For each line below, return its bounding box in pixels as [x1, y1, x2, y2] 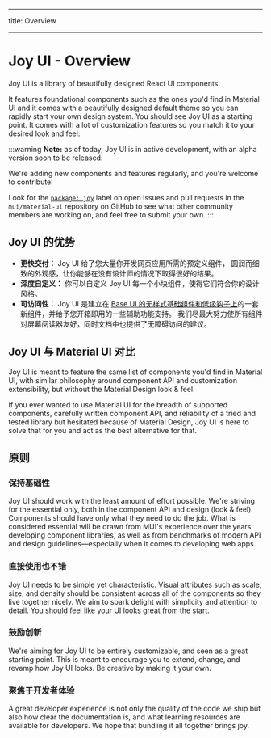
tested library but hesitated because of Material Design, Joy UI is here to [8, 417, 250, 427]
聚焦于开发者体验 [8, 685, 75, 696]
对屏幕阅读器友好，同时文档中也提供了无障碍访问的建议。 [19, 318, 211, 328]
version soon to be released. [8, 153, 103, 162]
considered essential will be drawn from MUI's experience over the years [8, 522, 252, 532]
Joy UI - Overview [8, 52, 131, 70]
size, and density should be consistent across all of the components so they [8, 588, 261, 598]
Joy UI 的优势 [8, 235, 75, 249]
